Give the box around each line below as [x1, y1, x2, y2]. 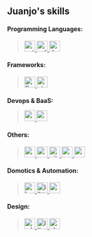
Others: [7, 131, 30, 139]
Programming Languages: [7, 24, 83, 33]
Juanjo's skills [7, 6, 70, 17]
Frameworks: [7, 61, 46, 69]
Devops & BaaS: [7, 97, 54, 105]
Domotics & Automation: [7, 167, 79, 175]
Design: [7, 202, 30, 211]
